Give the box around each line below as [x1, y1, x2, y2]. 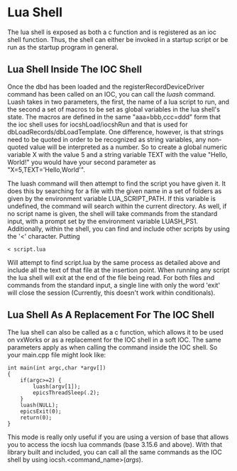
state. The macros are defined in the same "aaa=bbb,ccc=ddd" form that [7, 112, 221, 121]
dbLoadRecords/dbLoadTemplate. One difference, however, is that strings [7, 127, 224, 136]
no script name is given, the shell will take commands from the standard [7, 209, 218, 217]
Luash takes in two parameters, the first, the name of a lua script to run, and [7, 97, 229, 106]
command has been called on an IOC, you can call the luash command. [7, 90, 216, 98]
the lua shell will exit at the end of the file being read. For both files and [7, 273, 215, 281]
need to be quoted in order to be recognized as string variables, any [7, 135, 206, 144]
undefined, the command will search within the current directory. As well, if [7, 202, 227, 210]
